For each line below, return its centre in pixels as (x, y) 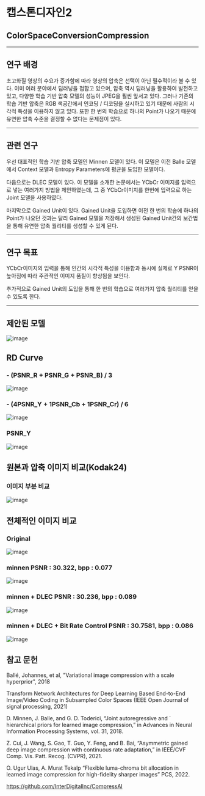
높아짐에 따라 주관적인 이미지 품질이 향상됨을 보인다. (68, 276)
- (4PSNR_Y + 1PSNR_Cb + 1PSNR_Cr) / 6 (68, 404)
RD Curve (25, 358)
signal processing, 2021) (37, 706)
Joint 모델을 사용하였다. (34, 197)
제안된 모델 (26, 323)
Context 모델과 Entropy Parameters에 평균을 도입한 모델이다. (91, 169)
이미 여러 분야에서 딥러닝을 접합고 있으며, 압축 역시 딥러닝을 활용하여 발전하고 (106, 88)
